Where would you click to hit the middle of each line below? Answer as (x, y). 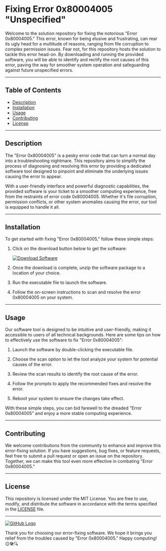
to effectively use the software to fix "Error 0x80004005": (64, 340)
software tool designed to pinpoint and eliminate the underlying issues (77, 171)
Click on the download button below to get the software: (69, 249)
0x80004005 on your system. (43, 297)
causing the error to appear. (34, 176)
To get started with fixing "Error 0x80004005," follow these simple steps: (80, 239)
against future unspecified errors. (39, 70)
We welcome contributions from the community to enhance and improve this (83, 445)
